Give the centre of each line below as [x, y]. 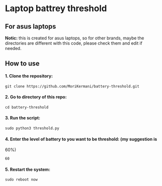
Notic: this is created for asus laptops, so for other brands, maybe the [74, 38]
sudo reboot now [21, 180]
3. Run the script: [23, 118]
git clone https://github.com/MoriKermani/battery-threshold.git [72, 86]
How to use [22, 64]
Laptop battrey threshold [56, 8]
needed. [13, 48]
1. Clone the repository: [29, 76]
